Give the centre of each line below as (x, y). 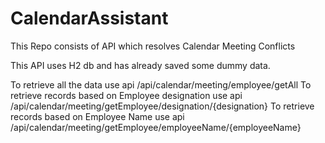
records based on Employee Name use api (97, 116)
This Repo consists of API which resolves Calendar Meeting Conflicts (153, 46)
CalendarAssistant (89, 18)
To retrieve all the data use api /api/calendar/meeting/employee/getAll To (161, 84)
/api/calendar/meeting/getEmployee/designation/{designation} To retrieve (162, 106)
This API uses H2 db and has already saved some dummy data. (140, 65)
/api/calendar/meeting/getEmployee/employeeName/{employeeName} (156, 127)
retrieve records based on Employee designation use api (126, 95)
